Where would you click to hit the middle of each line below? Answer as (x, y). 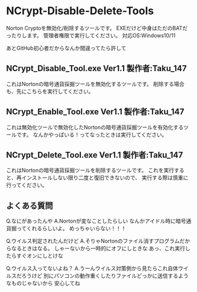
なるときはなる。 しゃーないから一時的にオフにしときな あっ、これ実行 (98, 248)
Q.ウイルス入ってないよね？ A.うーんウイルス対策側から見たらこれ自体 (92, 268)
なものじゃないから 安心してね (43, 283)
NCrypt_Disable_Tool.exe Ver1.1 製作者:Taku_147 (97, 68)
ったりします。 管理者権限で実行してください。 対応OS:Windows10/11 (91, 35)
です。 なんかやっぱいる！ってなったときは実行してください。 (92, 134)
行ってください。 (27, 185)
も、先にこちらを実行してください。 (50, 91)
